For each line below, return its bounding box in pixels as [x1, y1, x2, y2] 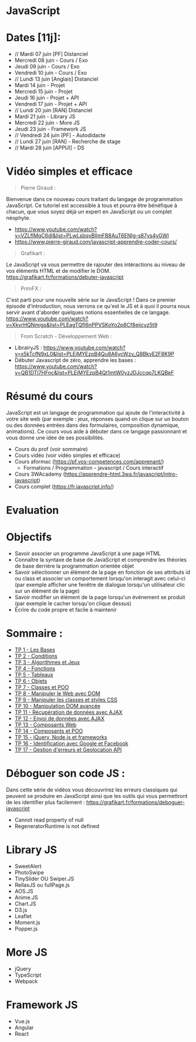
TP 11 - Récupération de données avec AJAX [14, 709, 123, 716]
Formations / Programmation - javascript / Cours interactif [23, 465, 164, 471]
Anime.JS [14, 894, 38, 901]
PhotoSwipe [14, 869, 44, 876]
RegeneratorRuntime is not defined [14, 823, 100, 830]
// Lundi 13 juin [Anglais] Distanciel [14, 75, 99, 83]
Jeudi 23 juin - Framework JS [14, 125, 86, 133]
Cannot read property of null [14, 816, 84, 823]
